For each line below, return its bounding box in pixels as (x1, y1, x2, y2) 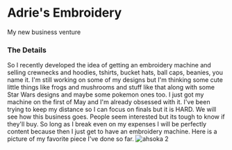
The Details (7, 45, 47, 55)
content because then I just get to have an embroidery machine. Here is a (7, 127, 217, 136)
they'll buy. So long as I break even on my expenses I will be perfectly (7, 120, 207, 128)
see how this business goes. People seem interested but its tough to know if (7, 112, 225, 121)
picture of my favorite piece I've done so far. (7, 135, 134, 143)
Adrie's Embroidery (7, 5, 122, 21)
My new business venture (7, 28, 81, 36)
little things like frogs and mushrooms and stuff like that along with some (7, 83, 215, 92)
